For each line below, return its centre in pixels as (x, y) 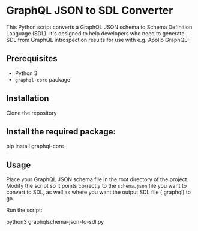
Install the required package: (61, 132)
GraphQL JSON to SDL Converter (90, 10)
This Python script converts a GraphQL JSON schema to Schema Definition (99, 27)
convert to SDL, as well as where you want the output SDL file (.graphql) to (98, 192)
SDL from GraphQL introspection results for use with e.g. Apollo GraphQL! (97, 40)
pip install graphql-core (35, 146)
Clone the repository (31, 113)
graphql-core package (43, 79)
